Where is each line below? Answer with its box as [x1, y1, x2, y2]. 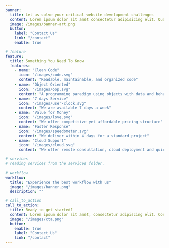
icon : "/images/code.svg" [18, 72, 73, 78]
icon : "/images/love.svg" [18, 115, 73, 120]
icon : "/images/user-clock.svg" [18, 101, 87, 106]
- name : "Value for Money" [14, 110, 71, 115]
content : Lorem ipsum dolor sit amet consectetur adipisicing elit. [10, 17, 156, 22]
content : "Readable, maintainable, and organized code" [18, 77, 138, 82]
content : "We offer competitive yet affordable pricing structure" [18, 119, 163, 124]
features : [10, 63, 30, 68]
